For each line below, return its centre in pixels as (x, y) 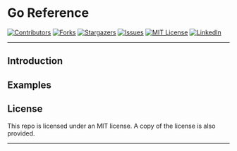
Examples (29, 85)
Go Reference (48, 13)
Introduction (35, 61)
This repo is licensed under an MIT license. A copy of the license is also (111, 126)
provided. (21, 133)
